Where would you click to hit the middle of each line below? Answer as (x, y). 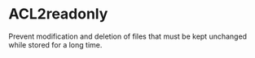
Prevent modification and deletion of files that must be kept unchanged (127, 36)
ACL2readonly (58, 14)
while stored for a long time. (55, 44)
